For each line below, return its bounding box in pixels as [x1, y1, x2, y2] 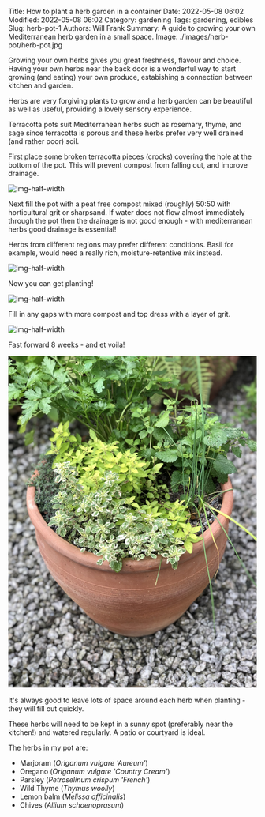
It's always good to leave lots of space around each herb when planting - [8, 695, 246, 705]
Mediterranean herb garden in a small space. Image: [8, 32, 178, 41]
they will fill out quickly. [8, 704, 84, 713]
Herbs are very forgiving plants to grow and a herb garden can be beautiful [8, 96, 252, 105]
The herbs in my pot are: [8, 743, 88, 752]
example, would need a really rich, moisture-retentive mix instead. [8, 248, 223, 258]
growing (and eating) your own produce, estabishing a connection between [8, 73, 254, 81]
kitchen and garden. [8, 81, 73, 90]
